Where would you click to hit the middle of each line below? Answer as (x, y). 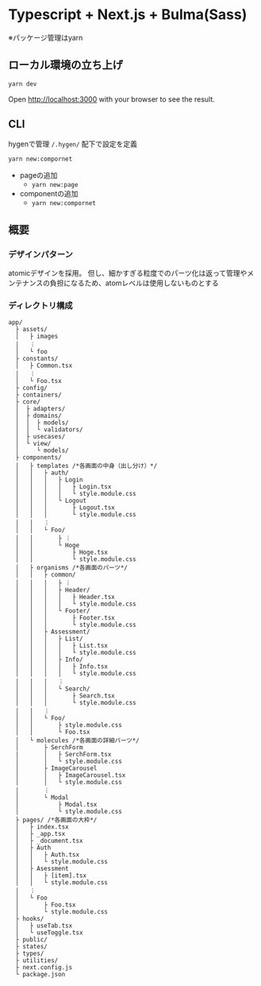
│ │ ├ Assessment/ (53, 632)
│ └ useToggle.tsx (49, 933)
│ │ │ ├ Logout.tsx (65, 508)
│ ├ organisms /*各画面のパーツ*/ (72, 568)
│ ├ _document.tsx (49, 841)
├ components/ (38, 458)
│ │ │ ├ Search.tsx (65, 696)
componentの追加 (49, 194)
